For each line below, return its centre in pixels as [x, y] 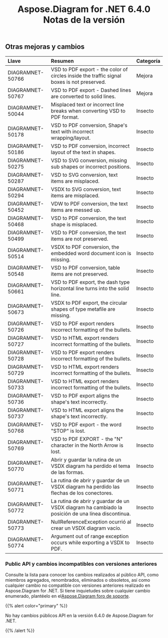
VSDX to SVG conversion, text [86, 189]
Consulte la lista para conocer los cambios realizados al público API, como [82, 575]
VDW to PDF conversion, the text [89, 203]
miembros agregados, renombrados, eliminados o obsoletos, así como [78, 580]
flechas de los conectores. [82, 493]
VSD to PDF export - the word [86, 424]
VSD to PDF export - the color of [89, 69]
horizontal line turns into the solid [90, 288]
